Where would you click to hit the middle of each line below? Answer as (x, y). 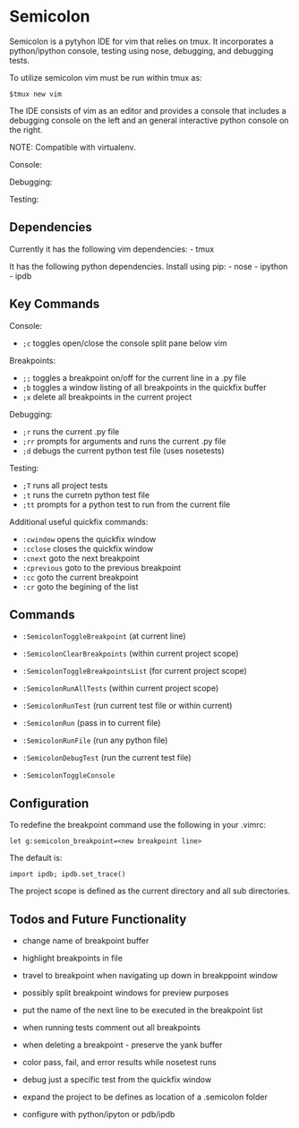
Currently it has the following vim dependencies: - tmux (112, 249)
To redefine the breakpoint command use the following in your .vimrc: (138, 825)
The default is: (36, 858)
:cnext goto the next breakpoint (81, 558)
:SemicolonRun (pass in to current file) (91, 723)
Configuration (49, 803)
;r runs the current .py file (71, 431)
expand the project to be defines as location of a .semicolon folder (145, 1097)
